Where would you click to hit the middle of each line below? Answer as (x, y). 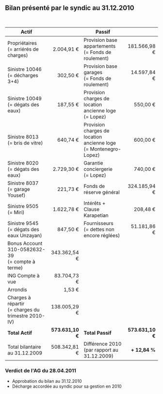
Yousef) (16, 195)
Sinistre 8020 (23, 163)
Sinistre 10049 (25, 98)
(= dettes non (99, 229)
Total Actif (20, 333)
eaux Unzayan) (25, 235)
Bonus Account (25, 243)
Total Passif (98, 333)
